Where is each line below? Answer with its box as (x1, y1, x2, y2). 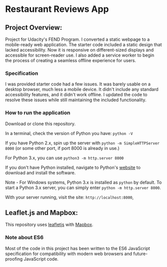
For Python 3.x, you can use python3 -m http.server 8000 (5, 155, 124, 161)
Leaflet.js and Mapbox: (5, 208, 78, 217)
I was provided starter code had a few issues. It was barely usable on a (5, 81, 151, 87)
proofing (5, 256, 23, 262)
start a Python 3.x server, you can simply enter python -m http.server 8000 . (5, 185, 162, 191)
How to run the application (5, 109, 71, 116)
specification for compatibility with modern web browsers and (5, 251, 133, 257)
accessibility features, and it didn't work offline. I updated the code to (5, 92, 148, 98)
